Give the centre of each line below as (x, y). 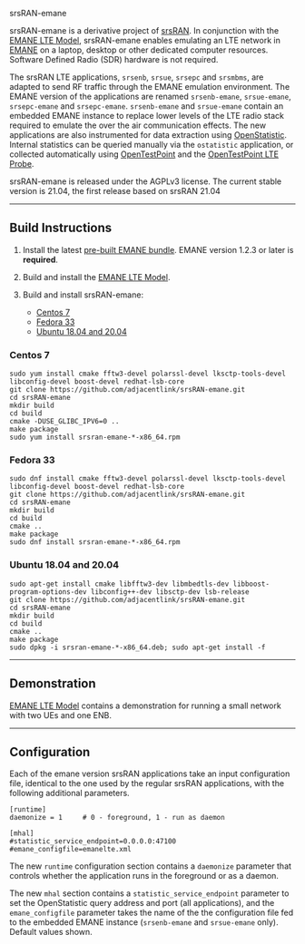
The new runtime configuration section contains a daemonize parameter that (151, 866)
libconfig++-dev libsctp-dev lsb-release (170, 592)
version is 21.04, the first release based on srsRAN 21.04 (115, 191)
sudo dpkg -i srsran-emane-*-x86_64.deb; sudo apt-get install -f (138, 647)
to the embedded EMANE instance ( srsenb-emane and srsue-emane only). (144, 922)
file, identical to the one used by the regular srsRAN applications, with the (147, 783)
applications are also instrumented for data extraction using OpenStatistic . (148, 135)
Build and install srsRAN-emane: (83, 295)
